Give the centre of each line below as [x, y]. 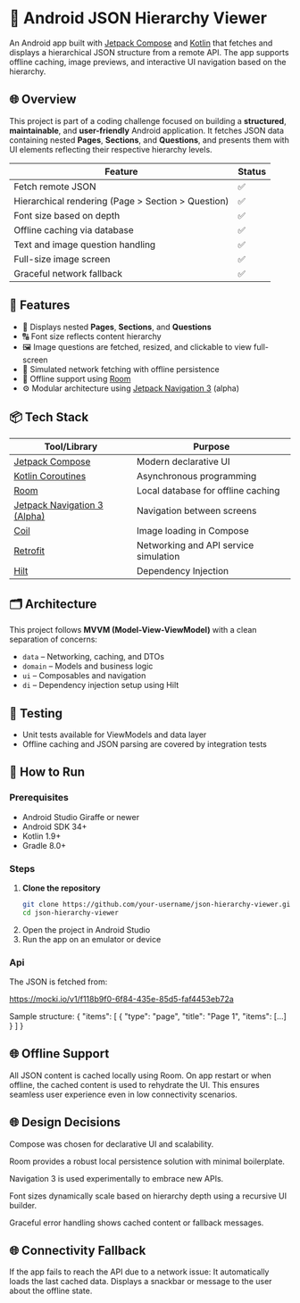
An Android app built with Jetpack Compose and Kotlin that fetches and [141, 43]
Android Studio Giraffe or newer [81, 817]
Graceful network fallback [68, 273]
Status [252, 171]
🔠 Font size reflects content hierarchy [92, 336]
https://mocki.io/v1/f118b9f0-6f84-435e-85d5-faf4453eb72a [121, 1000]
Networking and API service [196, 545]
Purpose [212, 447]
